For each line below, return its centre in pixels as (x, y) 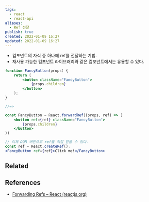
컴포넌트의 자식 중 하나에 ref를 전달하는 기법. (54, 55)
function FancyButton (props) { (37, 71)
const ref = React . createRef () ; (38, 146)
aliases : (14, 23)
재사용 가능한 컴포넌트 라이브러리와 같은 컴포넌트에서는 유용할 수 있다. (78, 62)
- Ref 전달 (19, 28)
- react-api (22, 18)
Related (17, 166)
